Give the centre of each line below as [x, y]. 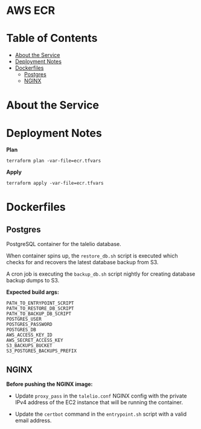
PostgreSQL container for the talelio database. [64, 244]
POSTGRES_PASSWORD [29, 325]
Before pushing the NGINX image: [49, 384]
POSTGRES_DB [21, 330]
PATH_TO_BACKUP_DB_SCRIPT [39, 314]
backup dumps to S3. [33, 281]
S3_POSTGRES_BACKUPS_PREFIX [42, 351]
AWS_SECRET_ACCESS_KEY [35, 341]
